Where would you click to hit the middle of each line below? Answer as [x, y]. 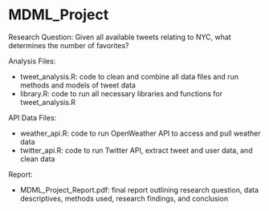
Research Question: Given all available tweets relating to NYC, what [120, 37]
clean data [37, 159]
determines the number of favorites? [69, 45]
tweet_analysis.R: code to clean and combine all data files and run [129, 76]
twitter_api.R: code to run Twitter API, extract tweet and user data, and [136, 150]
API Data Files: [33, 117]
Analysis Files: [32, 61]
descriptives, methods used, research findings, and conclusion [124, 198]
